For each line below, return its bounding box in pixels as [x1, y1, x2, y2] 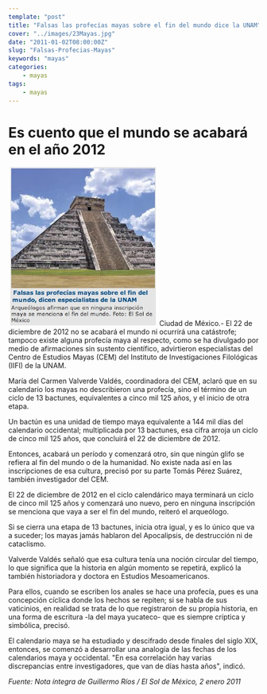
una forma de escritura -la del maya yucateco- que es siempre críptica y [8, 612, 246, 622]
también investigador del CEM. [8, 475, 109, 484]
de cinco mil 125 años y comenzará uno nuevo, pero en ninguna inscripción [8, 498, 256, 508]
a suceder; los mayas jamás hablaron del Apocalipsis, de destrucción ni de [8, 531, 253, 541]
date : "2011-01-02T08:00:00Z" [8, 38, 109, 46]
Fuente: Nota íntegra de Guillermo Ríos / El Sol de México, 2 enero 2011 [8, 677, 241, 687]
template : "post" [8, 13, 66, 21]
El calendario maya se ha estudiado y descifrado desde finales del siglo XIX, [8, 636, 258, 646]
